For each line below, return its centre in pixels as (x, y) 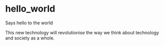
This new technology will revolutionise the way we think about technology (82, 32)
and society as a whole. (30, 38)
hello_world (30, 9)
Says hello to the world (29, 23)
